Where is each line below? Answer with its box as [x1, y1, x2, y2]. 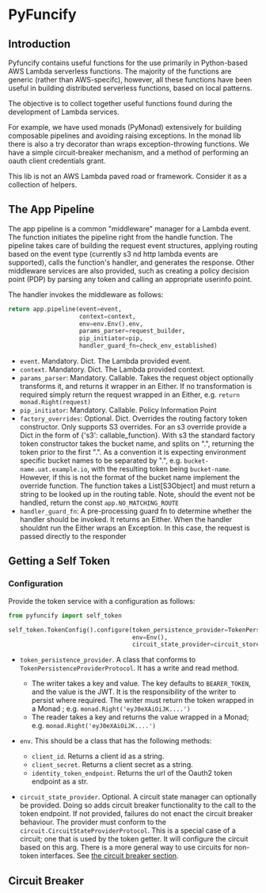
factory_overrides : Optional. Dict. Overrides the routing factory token [19, 414, 248, 423]
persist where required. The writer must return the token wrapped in [31, 696, 254, 705]
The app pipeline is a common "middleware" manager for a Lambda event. [8, 223, 251, 233]
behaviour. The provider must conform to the [19, 818, 166, 827]
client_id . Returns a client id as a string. [31, 751, 165, 761]
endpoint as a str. [31, 777, 89, 786]
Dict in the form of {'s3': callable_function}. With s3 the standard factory [19, 430, 256, 441]
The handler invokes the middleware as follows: [8, 289, 164, 299]
